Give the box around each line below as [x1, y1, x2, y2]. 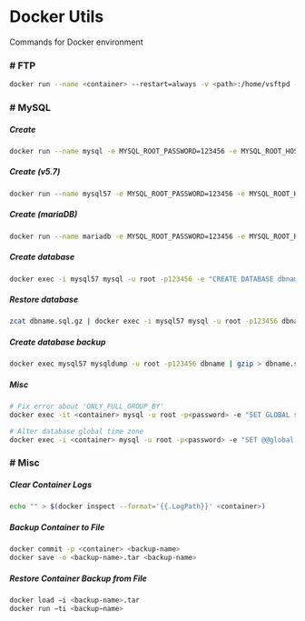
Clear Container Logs [9, 479, 93, 490]
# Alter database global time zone [9, 426, 144, 436]
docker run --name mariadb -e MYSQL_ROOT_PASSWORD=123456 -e [9, 232, 246, 241]
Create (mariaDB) [9, 209, 78, 220]
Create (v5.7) [9, 166, 61, 177]
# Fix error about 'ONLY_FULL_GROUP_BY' [9, 402, 165, 411]
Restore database [9, 294, 79, 305]
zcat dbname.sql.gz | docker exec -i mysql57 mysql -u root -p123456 [9, 316, 279, 326]
